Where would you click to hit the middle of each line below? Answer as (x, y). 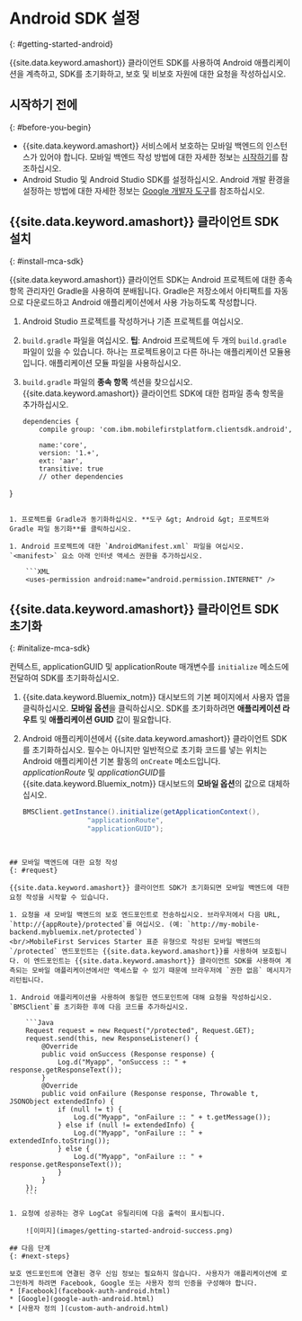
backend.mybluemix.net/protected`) (76, 932)
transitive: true (71, 469)
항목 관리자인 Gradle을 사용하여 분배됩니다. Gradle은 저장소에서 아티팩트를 (141, 291)
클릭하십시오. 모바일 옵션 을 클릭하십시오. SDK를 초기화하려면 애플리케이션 (151, 708)
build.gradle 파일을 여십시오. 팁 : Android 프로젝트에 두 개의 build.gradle (155, 340)
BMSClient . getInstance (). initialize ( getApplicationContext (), (141, 812)
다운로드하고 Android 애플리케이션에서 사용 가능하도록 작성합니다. (142, 301)
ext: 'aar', (61, 461)
